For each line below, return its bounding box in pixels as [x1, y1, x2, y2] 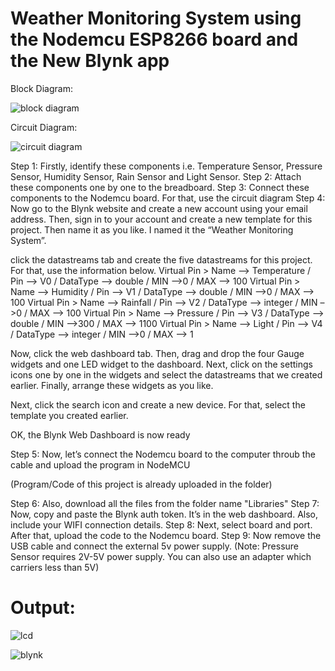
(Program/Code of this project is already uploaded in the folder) [10, 478, 273, 490]
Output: [10, 597, 76, 619]
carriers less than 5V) [10, 561, 100, 573]
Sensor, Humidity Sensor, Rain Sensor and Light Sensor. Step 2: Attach [10, 170, 302, 182]
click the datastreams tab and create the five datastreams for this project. [10, 253, 313, 266]
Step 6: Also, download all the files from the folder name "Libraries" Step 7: [10, 497, 320, 509]
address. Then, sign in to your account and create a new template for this [10, 213, 313, 225]
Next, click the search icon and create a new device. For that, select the [10, 398, 306, 411]
